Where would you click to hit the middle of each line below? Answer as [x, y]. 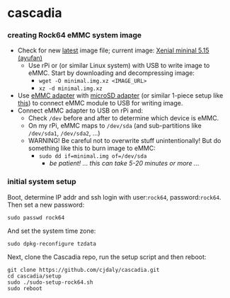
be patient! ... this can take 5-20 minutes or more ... [124, 164]
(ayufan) [30, 58]
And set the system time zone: [52, 231]
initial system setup [42, 182]
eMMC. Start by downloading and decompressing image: [111, 73]
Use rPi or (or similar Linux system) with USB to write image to [119, 66]
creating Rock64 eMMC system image [75, 35]
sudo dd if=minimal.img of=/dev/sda [93, 156]
